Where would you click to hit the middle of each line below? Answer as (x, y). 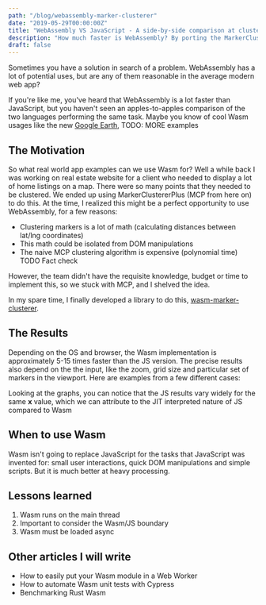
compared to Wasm (40, 410)
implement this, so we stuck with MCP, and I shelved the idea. (109, 284)
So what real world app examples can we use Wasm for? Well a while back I (132, 169)
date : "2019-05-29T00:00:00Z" (58, 23)
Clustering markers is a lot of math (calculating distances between (127, 226)
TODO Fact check (49, 260)
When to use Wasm (57, 435)
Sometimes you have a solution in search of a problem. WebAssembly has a (132, 67)
